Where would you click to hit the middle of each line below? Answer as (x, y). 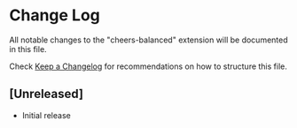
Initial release (46, 115)
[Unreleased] (47, 94)
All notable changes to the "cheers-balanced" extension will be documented (148, 40)
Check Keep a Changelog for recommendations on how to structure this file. (148, 66)
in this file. (28, 49)
